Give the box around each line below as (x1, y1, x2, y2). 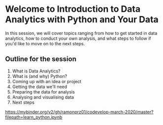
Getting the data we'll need (12, 84, 67, 90)
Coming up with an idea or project (12, 78, 82, 84)
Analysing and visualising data (12, 94, 74, 100)
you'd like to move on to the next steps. (5, 40, 85, 46)
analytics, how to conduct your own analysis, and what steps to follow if (5, 35, 151, 41)
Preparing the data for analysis (12, 89, 75, 94)
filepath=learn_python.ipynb (5, 114, 63, 120)
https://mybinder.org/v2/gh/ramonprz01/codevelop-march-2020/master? (5, 109, 154, 115)
